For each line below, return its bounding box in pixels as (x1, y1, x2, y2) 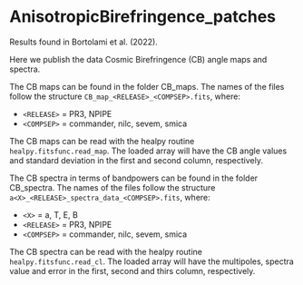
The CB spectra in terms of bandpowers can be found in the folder (9, 172, 259, 183)
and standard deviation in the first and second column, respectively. (9, 154, 263, 165)
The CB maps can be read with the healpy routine (9, 135, 195, 146)
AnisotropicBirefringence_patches (9, 6, 277, 27)
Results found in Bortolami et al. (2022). (9, 36, 159, 47)
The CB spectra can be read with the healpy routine (9, 246, 202, 257)
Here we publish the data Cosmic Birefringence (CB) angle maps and (9, 54, 268, 64)
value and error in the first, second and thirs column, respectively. (9, 265, 256, 276)
